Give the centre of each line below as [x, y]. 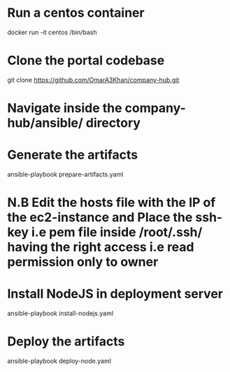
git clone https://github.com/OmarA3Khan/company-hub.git [93, 80]
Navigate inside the [65, 108]
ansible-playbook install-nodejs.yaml [60, 313]
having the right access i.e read [101, 247]
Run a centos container [76, 13]
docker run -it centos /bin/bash [52, 32]
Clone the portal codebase [86, 60]
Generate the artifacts [73, 155]
